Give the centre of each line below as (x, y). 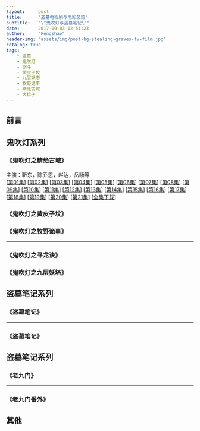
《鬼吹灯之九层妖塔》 (37, 272)
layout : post (28, 12)
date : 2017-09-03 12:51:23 (48, 28)
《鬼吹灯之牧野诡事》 (37, 231)
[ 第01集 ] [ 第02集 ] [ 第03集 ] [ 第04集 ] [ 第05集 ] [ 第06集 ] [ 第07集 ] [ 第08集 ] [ (95, 182)
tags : (13, 51)
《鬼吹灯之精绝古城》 (37, 161)
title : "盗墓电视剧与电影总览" (47, 17)
